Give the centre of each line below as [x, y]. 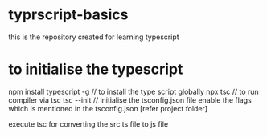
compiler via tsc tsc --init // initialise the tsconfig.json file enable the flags [130, 100]
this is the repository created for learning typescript [94, 37]
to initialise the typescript [96, 69]
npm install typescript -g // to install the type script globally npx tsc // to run [133, 91]
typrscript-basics [68, 15]
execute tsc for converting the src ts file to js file [88, 124]
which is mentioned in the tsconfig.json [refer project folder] [108, 108]
